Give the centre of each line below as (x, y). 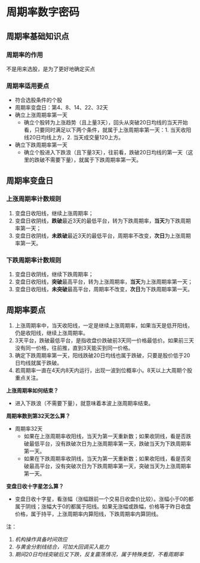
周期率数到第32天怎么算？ (38, 416)
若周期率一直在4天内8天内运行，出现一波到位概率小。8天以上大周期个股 (104, 370)
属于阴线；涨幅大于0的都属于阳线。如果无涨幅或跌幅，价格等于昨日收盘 (103, 506)
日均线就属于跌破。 (39, 363)
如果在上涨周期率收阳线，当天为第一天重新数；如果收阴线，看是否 (105, 436)
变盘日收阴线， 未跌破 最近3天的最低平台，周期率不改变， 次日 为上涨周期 (103, 235)
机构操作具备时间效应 (41, 539)
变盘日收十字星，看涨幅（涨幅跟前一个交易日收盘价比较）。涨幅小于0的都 (104, 499)
